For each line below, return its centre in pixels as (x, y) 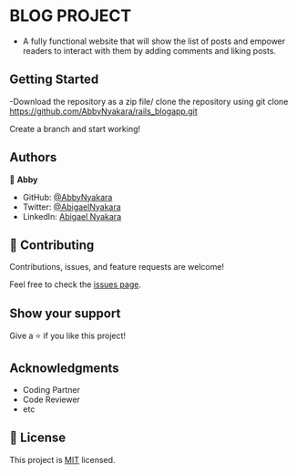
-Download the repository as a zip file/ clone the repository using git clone (149, 101)
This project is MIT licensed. (62, 459)
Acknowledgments (65, 368)
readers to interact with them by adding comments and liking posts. (149, 50)
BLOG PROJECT (71, 16)
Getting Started (54, 80)
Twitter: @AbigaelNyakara (72, 207)
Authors (33, 157)
